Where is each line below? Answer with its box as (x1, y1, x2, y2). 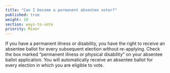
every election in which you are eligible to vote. (5, 62, 104, 68)
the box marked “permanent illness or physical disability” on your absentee (5, 52, 163, 58)
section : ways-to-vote (5, 21, 53, 27)
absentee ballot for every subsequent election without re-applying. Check (5, 46, 160, 52)
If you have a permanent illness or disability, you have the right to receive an (5, 40, 165, 46)
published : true (5, 12, 40, 17)
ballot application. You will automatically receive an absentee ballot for (5, 57, 153, 63)
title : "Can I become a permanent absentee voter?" (5, 7, 117, 13)
